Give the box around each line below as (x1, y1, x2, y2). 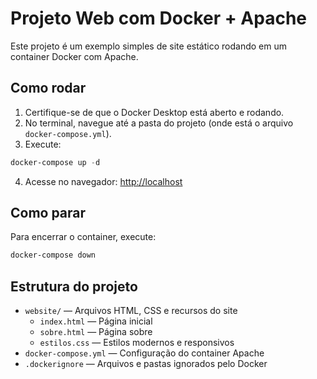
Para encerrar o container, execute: (10, 231, 157, 243)
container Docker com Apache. (10, 50, 139, 62)
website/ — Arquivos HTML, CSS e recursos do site (24, 305, 238, 317)
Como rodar (10, 80, 87, 97)
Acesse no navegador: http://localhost (24, 175, 183, 187)
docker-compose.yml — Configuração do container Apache (24, 347, 265, 359)
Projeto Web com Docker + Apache (10, 7, 308, 30)
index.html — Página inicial (39, 315, 153, 327)
